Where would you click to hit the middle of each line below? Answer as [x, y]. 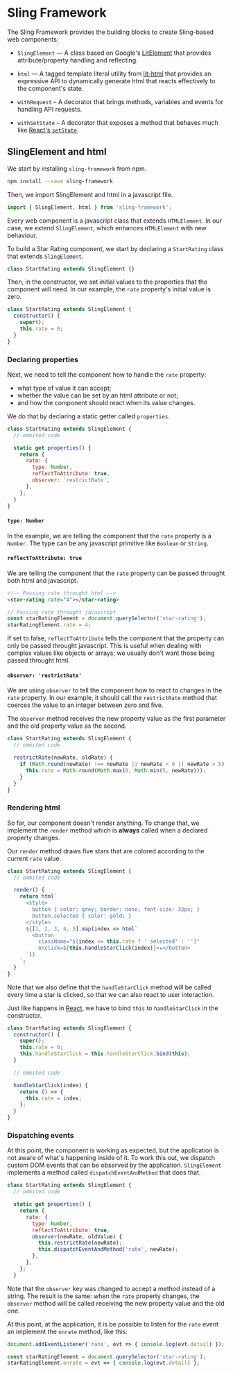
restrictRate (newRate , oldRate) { [63, 758]
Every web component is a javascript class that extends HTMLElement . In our [115, 221]
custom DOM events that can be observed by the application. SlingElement [114, 1165]
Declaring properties [43, 359]
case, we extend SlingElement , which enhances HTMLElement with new [107, 228]
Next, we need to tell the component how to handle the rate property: [107, 374]
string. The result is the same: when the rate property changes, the [103, 1296]
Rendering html [34, 808]
